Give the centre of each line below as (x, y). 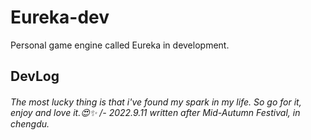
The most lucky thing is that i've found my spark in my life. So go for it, (156, 102)
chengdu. (30, 123)
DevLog (35, 76)
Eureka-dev (60, 17)
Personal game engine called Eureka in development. (120, 45)
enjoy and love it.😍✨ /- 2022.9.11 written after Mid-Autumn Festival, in (155, 112)
